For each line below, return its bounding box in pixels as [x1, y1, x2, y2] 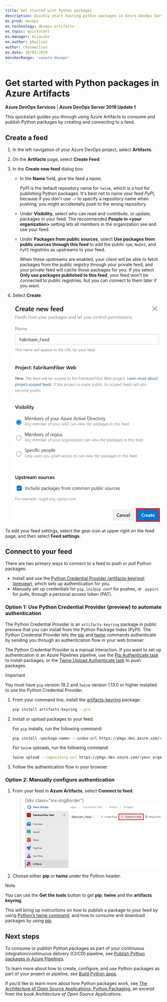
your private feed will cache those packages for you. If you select [19, 267, 154, 273]
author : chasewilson [5, 45, 48, 50]
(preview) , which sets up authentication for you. [12, 581, 111, 586]
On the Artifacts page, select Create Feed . [12, 157, 101, 163]
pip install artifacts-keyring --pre [12, 707, 91, 712]
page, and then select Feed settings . [5, 533, 81, 539]
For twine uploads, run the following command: [12, 745, 109, 751]
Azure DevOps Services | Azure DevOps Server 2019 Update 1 [5, 104, 136, 110]
